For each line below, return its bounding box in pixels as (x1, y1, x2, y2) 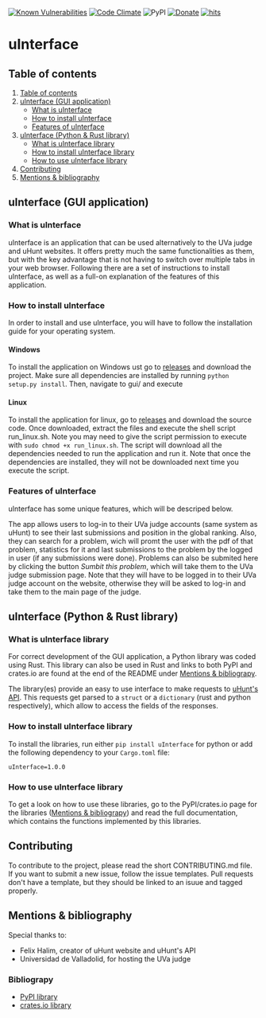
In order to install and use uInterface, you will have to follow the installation (8, 318, 253, 327)
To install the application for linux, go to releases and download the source (8, 415, 253, 425)
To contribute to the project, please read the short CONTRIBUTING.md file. (8, 860, 253, 870)
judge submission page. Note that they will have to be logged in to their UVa (8, 570, 256, 579)
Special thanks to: (8, 930, 67, 939)
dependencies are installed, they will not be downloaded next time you (8, 458, 240, 467)
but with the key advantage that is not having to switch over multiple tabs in (8, 255, 256, 264)
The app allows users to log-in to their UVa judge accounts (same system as (8, 519, 258, 529)
